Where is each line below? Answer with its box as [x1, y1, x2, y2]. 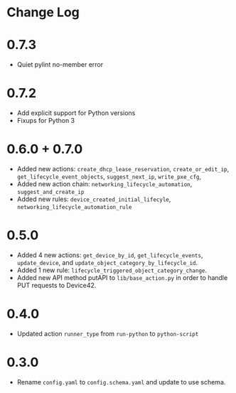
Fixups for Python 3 [16, 117, 75, 125]
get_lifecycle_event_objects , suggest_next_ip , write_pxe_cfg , [16, 172, 202, 181]
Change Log [6, 4, 80, 21]
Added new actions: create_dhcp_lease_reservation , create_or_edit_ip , [16, 165, 230, 173]
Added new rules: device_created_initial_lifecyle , [16, 195, 171, 203]
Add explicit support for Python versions [16, 109, 136, 117]
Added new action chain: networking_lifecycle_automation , [16, 180, 193, 188]
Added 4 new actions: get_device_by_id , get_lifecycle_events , [16, 250, 203, 259]
